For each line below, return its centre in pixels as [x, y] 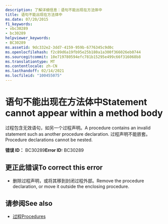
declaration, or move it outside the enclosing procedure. [71, 186]
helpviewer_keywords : [28, 38]
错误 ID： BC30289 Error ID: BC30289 [45, 150]
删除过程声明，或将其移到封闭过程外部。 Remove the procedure [78, 181]
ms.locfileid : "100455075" [34, 76]
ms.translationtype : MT [30, 62]
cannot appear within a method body [84, 113]
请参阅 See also [29, 204]
